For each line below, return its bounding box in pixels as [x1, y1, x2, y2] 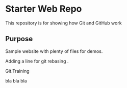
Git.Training [5, 68, 30, 74]
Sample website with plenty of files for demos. [5, 48, 103, 54]
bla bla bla [5, 77, 27, 84]
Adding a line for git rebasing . [5, 58, 69, 64]
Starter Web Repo [5, 3, 82, 15]
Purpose [5, 35, 33, 43]
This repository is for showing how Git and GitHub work [5, 20, 122, 26]
